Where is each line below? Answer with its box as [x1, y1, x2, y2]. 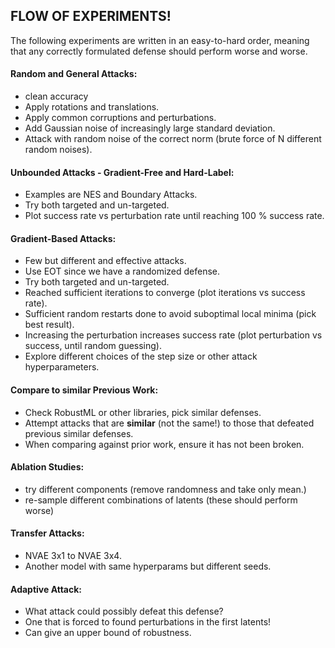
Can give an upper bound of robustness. [24, 627, 192, 639]
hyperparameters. [24, 361, 100, 373]
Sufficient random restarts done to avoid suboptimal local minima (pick [24, 308, 317, 320]
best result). [24, 319, 75, 331]
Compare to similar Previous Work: [10, 384, 159, 396]
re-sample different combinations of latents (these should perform [24, 494, 298, 506]
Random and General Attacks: [10, 68, 138, 80]
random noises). [24, 144, 93, 156]
